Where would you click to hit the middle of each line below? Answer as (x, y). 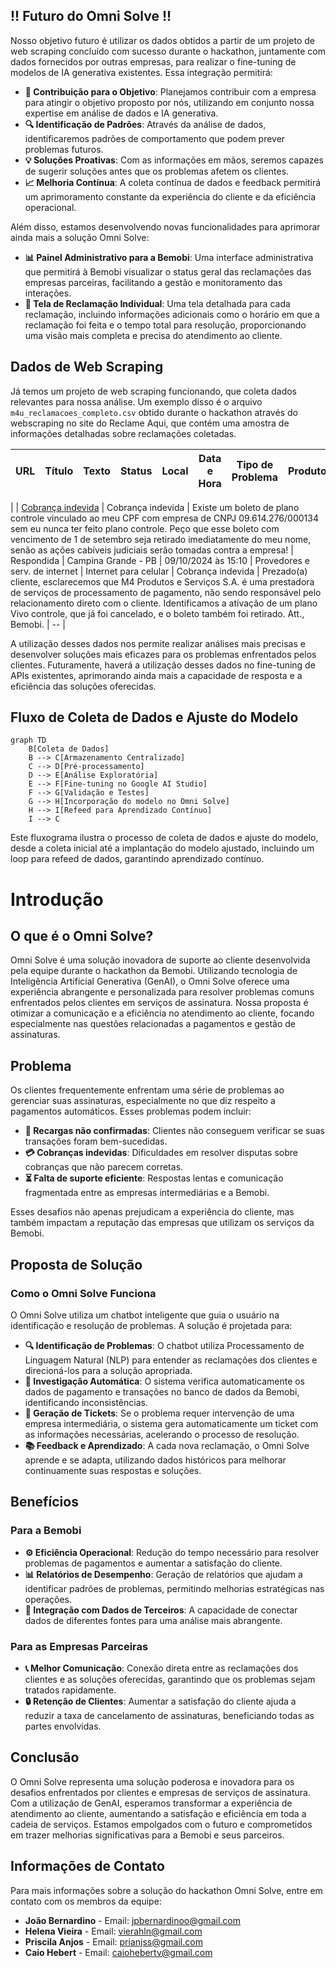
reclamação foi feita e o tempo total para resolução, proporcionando (165, 325)
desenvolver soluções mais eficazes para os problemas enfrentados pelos (163, 654)
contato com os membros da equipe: (86, 1901)
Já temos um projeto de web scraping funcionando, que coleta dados (154, 391)
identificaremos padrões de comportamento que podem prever (155, 138)
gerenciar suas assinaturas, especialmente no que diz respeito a (143, 1101)
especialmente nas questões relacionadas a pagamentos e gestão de (153, 1024)
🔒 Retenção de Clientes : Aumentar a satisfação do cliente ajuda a (160, 1701)
